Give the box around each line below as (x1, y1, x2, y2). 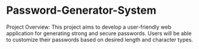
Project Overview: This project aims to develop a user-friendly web (6, 23, 172, 30)
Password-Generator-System (6, 4, 157, 17)
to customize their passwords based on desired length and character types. (6, 36, 194, 43)
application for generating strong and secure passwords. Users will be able (6, 29, 192, 36)
